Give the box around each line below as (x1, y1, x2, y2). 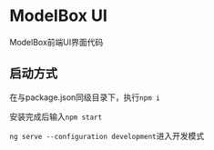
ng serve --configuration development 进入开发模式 (9, 130, 205, 141)
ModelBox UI (9, 5, 107, 26)
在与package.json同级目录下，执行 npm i (9, 92, 161, 103)
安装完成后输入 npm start (9, 111, 103, 122)
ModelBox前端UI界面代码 (9, 36, 104, 47)
